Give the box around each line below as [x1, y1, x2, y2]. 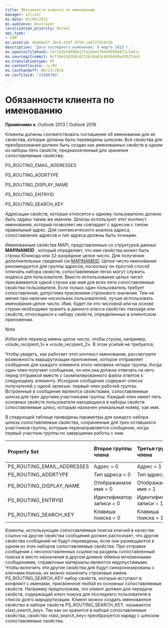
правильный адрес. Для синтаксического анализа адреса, [5, 227, 131, 233]
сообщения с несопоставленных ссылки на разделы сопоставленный [5, 548, 155, 554]
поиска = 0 [93, 514, 121, 521]
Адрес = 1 [136, 462, 162, 469]
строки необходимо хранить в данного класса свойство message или [5, 305, 155, 311]
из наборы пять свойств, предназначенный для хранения [5, 147, 128, 153]
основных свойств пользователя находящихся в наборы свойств [5, 399, 145, 405]
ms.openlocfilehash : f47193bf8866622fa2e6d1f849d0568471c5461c [5, 49, 140, 54]
